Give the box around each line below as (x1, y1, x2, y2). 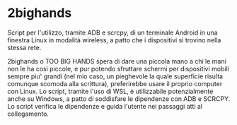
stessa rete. (7, 43, 42, 52)
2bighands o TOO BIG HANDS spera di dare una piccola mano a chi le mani (7, 56, 226, 65)
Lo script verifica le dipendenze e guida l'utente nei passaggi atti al (7, 102, 203, 110)
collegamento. (7, 109, 50, 118)
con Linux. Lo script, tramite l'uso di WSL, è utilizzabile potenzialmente (7, 87, 214, 95)
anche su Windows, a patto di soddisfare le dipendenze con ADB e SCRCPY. (7, 94, 231, 103)
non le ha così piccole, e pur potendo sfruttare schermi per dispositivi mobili (7, 64, 230, 73)
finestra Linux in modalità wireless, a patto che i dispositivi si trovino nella (7, 35, 221, 44)
